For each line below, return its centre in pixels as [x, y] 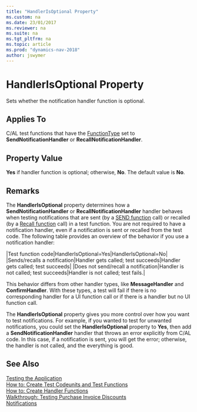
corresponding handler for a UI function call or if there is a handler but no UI [98, 297]
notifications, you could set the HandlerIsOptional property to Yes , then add [99, 327]
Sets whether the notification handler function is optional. [76, 101]
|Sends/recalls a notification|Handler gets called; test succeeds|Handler [93, 260]
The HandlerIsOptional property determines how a [68, 205]
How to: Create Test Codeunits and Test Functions [67, 384]
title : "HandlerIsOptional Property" [52, 11]
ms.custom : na [24, 17]
